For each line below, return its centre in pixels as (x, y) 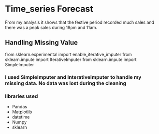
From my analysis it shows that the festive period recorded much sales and (80, 22)
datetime (21, 117)
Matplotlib (22, 112)
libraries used (22, 96)
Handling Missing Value (42, 43)
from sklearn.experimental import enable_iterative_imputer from (68, 54)
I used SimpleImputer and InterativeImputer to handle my (73, 77)
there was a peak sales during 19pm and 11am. (51, 27)
